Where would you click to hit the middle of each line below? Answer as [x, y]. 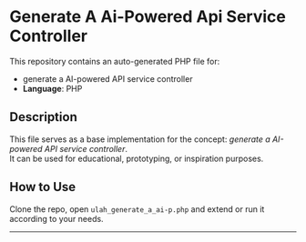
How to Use [43, 187]
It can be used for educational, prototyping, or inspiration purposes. [137, 158]
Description [43, 117]
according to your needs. [56, 218]
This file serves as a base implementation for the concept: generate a [140, 139]
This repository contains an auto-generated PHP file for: [115, 61]
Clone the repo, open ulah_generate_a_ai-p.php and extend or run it [137, 209]
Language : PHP [52, 88]
